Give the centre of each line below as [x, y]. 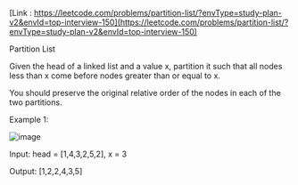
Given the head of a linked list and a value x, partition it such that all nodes [146, 66]
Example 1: [29, 120]
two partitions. [36, 102]
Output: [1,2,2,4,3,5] [46, 171]
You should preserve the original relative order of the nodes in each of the [145, 93]
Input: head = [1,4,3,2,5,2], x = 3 [68, 154]
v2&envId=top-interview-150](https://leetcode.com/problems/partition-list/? [149, 22]
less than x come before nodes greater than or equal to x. [115, 76]
